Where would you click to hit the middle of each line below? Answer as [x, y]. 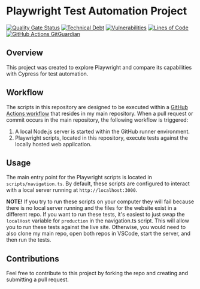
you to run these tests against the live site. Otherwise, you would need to [96, 227]
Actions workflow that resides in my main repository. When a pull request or [100, 113]
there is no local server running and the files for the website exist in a [91, 208]
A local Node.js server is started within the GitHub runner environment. [102, 131]
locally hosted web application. [53, 144]
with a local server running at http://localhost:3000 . [72, 190]
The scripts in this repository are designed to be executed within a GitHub [97, 107]
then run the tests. [29, 240]
